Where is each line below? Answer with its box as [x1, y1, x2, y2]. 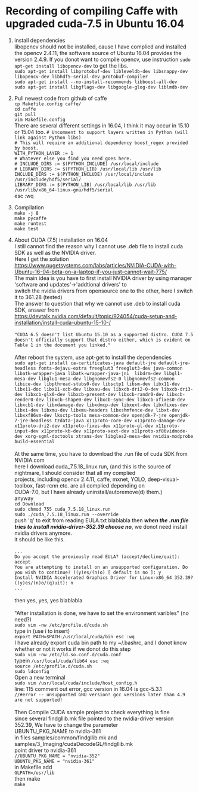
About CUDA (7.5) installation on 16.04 [14, 236, 108, 243]
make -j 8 [14, 210, 39, 216]
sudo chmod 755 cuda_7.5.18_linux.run [14, 506, 111, 512]
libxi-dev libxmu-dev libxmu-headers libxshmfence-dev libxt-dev [14, 407, 180, 413]
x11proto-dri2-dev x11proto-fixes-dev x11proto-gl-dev [14, 423, 154, 429]
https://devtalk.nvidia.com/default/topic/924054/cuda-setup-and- [14, 312, 178, 319]
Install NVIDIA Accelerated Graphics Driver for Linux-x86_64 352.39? [14, 574, 194, 581]
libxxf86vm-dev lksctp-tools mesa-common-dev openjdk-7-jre [14, 412, 167, 418]
